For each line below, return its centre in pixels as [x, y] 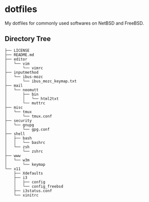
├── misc [14, 107]
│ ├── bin [22, 94]
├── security [18, 121]
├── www [13, 156]
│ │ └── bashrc [25, 142]
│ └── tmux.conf [28, 116]
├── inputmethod [22, 72]
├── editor [16, 59]
